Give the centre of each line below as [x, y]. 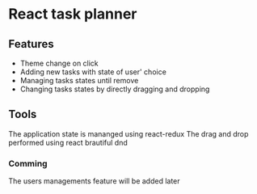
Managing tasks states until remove [79, 80]
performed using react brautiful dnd [68, 142]
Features [31, 44]
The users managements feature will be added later [94, 181]
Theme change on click [59, 63]
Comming [28, 163]
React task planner [73, 14]
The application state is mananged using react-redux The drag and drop [128, 133]
